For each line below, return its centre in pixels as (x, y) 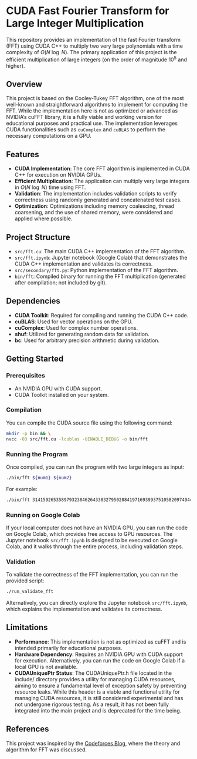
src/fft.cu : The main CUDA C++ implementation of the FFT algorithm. (100, 251)
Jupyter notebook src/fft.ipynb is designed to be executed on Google (92, 540)
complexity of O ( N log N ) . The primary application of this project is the (91, 52)
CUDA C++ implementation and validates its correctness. (84, 264)
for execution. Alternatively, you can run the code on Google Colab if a (100, 660)
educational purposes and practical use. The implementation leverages (92, 123)
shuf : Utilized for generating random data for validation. (82, 334)
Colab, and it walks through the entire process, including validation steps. (95, 546)
